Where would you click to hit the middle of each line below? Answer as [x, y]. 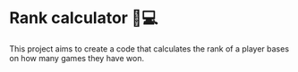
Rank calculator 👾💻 [84, 18]
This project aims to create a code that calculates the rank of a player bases [149, 48]
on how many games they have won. [77, 58]
